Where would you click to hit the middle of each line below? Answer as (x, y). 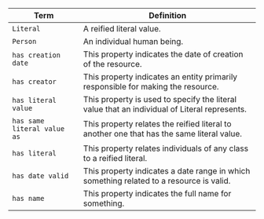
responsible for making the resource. (151, 87)
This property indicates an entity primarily (160, 77)
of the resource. (113, 64)
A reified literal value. (122, 29)
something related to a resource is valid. (157, 181)
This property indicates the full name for (157, 193)
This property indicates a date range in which (167, 171)
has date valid (40, 176)
